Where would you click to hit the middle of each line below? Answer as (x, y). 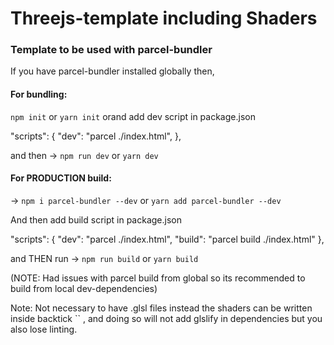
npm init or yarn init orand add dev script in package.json (133, 116)
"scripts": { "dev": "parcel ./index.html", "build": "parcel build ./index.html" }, (167, 239)
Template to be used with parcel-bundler (111, 50)
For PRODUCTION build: (61, 178)
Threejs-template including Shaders (164, 18)
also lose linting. (44, 329)
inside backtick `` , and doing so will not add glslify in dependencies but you (166, 318)
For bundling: (39, 94)
